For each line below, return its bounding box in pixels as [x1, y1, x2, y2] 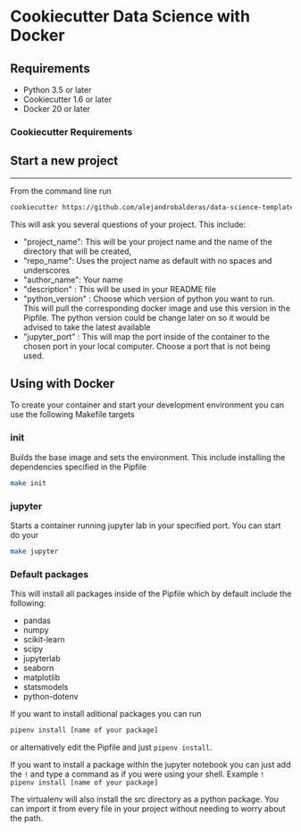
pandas [22, 615, 52, 626]
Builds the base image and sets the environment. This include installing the [10, 451, 286, 462]
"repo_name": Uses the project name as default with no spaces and [22, 255, 272, 265]
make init [10, 478, 47, 488]
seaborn [22, 663, 54, 674]
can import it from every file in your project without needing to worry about [10, 803, 286, 814]
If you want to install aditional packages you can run [10, 709, 202, 719]
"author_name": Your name [22, 274, 123, 285]
